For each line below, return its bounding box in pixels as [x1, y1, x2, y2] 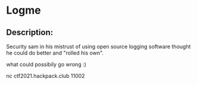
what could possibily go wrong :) [6, 61, 86, 68]
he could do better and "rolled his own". [6, 49, 104, 56]
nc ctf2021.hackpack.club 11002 [6, 73, 85, 79]
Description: [6, 27, 54, 37]
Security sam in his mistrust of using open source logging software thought [6, 43, 191, 50]
